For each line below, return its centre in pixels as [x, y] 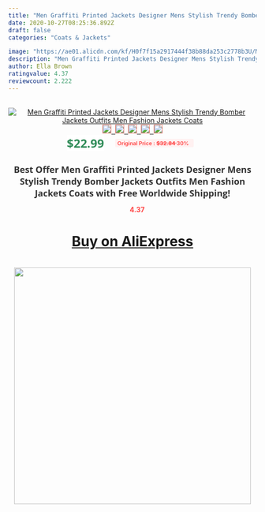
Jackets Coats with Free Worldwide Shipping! [132, 193]
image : [19, 52]
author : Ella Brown [40, 67]
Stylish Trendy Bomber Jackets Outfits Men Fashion [132, 181]
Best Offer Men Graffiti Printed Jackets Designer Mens [132, 169]
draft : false [30, 30]
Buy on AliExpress [132, 242]
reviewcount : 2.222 [40, 81]
